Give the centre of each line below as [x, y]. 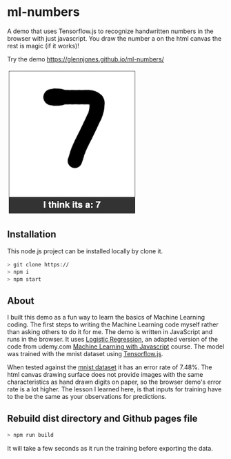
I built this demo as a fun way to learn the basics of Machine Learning [106, 318]
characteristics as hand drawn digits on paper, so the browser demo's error [114, 382]
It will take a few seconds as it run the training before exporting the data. [110, 448]
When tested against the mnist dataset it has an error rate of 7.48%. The [110, 367]
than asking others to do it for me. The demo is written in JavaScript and [110, 332]
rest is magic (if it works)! [43, 46]
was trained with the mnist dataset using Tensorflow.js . [85, 354]
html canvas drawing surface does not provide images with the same [105, 375]
